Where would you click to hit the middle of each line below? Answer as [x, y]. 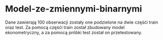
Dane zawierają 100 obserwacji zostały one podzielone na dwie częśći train [82, 22]
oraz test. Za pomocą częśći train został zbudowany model [65, 27]
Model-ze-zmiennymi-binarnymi [74, 9]
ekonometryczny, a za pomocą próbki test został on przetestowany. [74, 32]
